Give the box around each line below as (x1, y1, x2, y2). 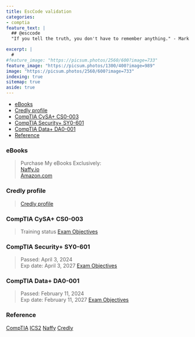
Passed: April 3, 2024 (20, 256, 73, 263)
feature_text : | (6, 25, 46, 31)
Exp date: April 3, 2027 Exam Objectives (20, 262, 117, 270)
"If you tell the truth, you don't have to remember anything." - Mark (11, 36, 190, 42)
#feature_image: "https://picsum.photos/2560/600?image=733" (6, 57, 158, 63)
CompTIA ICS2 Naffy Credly (6, 324, 74, 331)
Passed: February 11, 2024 (20, 290, 85, 297)
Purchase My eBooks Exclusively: (20, 159, 102, 167)
